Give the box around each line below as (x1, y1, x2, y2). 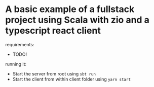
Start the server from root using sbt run (12, 70, 96, 76)
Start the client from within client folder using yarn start (12, 76, 131, 82)
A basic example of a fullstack (5, 4, 135, 15)
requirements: (5, 41, 34, 47)
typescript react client (5, 25, 101, 36)
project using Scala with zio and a (5, 14, 149, 26)
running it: (5, 61, 27, 67)
